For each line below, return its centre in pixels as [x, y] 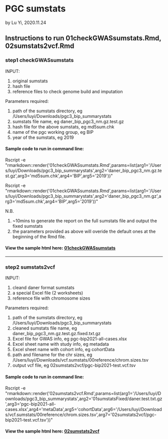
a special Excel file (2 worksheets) [48, 293]
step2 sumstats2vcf [30, 267]
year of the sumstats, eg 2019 [43, 137]
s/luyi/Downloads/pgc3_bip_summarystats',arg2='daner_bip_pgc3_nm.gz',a [83, 196]
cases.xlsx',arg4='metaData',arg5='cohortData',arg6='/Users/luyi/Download [83, 409]
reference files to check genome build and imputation [67, 91]
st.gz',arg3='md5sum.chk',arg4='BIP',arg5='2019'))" [59, 176]
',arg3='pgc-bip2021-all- [30, 404]
